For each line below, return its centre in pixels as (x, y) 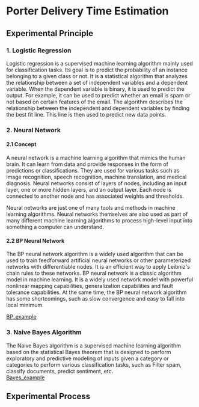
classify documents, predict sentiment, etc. (60, 371)
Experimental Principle (50, 33)
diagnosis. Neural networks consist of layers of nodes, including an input (96, 183)
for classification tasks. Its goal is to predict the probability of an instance (97, 70)
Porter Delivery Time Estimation (88, 11)
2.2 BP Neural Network (35, 240)
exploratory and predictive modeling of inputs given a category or (88, 358)
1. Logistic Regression (39, 50)
